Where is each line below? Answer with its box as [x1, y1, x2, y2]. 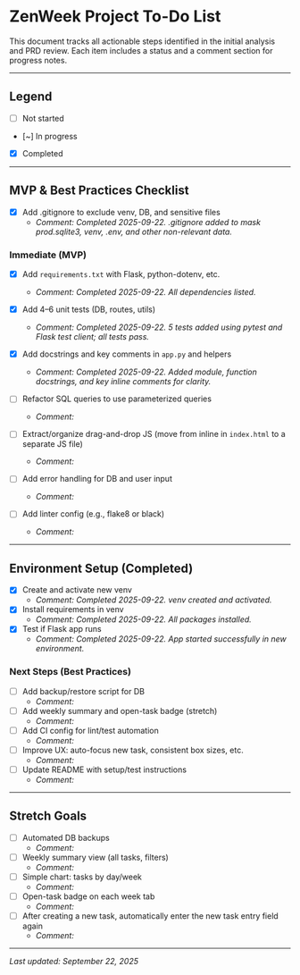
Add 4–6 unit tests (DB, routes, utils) [21, 304, 156, 315]
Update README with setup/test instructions [21, 764, 187, 775]
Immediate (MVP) [9, 248, 87, 261]
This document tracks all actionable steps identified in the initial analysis [9, 36, 275, 46]
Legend [9, 89, 53, 105]
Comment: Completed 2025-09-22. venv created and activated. [35, 594, 272, 605]
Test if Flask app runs [21, 624, 102, 635]
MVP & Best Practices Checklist [9, 183, 189, 198]
